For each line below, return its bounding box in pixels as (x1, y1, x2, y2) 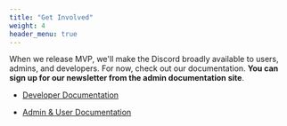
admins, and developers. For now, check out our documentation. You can (9, 63, 279, 74)
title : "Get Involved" (9, 12, 94, 22)
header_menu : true (9, 29, 78, 38)
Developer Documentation (21, 90, 119, 100)
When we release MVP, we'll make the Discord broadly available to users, (9, 54, 279, 65)
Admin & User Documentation (21, 107, 132, 118)
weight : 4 (9, 21, 46, 30)
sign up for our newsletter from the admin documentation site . (9, 73, 245, 83)
